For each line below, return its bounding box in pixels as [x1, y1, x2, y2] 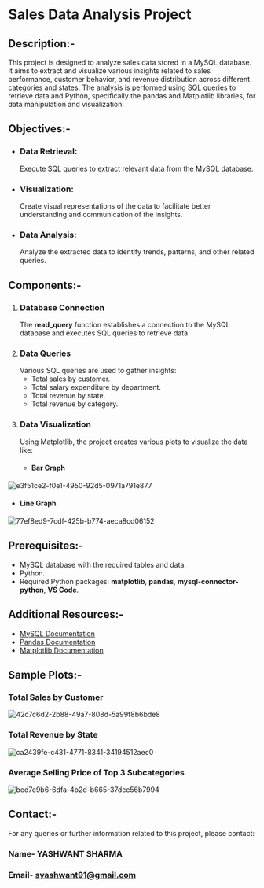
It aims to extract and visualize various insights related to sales [8, 66, 211, 76]
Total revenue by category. [31, 399, 119, 409]
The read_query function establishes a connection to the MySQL [19, 320, 230, 329]
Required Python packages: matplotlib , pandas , [19, 576, 176, 586]
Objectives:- [8, 122, 71, 135]
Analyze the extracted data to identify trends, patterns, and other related [19, 247, 255, 257]
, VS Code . [43, 585, 79, 594]
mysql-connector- [177, 576, 239, 586]
